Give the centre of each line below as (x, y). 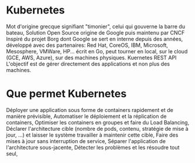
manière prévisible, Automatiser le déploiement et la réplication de (86, 116)
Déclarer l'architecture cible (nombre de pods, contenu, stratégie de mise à (97, 128)
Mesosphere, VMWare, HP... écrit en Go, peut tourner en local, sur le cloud (97, 51)
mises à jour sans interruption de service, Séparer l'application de (86, 141)
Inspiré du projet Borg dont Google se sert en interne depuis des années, (95, 39)
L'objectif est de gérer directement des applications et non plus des (88, 64)
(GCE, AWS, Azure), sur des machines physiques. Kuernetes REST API (91, 57)
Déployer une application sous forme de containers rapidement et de (90, 110)
